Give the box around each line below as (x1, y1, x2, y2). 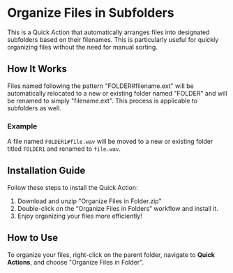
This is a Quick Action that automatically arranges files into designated (7, 28, 210, 36)
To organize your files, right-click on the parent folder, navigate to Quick (7, 250, 215, 259)
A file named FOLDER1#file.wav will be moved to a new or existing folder (7, 138, 213, 146)
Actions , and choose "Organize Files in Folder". (7, 258, 144, 266)
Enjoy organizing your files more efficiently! (17, 212, 143, 220)
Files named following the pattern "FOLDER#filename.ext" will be (7, 82, 194, 90)
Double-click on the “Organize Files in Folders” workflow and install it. (17, 204, 218, 212)
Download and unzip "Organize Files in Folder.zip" (17, 197, 162, 205)
